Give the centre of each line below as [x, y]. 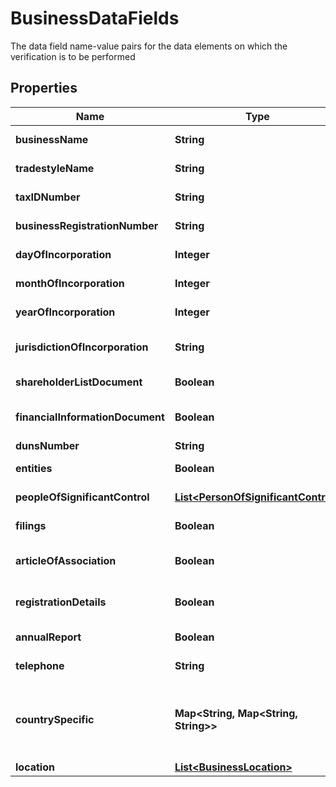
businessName [52, 139]
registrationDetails [61, 602]
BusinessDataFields [95, 18]
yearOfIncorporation [65, 312]
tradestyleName [55, 168]
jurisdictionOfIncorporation [82, 347]
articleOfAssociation [66, 560]
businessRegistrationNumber [87, 225]
